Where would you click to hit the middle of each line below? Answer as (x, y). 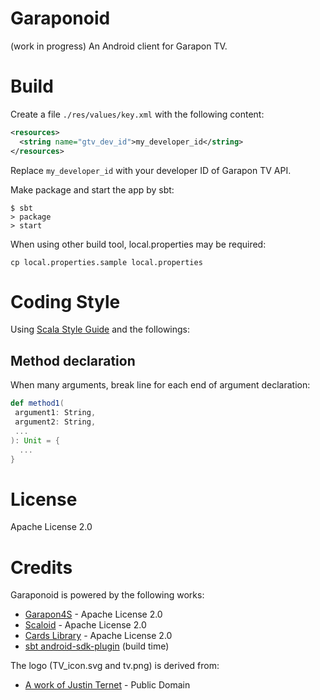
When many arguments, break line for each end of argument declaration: (160, 385)
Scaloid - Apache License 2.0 (85, 625)
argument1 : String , (55, 413)
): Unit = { (35, 440)
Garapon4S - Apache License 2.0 (93, 614)
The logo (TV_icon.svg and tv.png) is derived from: (115, 666)
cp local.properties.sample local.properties (106, 262)
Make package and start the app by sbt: (92, 189)
